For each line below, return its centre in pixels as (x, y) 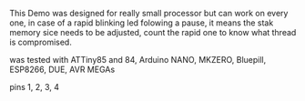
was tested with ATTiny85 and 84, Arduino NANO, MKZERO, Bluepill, (138, 60)
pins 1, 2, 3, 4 (35, 87)
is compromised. (41, 42)
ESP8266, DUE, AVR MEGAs (62, 69)
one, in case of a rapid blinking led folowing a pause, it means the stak (142, 23)
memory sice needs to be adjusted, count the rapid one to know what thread (153, 32)
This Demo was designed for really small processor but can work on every (149, 13)
